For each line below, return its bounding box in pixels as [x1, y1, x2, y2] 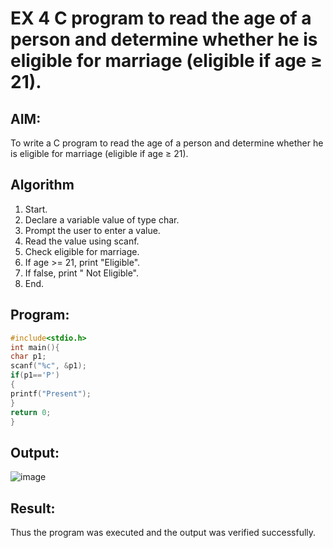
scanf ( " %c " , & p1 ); [10, 361, 87, 371]
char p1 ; [10, 352, 47, 362]
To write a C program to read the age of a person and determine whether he [10, 137, 324, 149]
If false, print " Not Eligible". [24, 267, 139, 279]
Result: [10, 500, 56, 517]
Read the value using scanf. [24, 235, 140, 247]
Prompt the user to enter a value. [24, 224, 161, 236]
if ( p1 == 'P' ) [10, 370, 60, 381]
